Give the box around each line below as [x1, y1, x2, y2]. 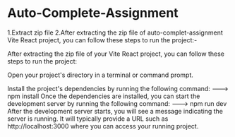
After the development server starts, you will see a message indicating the [7, 107, 224, 115]
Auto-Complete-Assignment [7, 5, 179, 21]
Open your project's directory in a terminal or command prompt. [7, 71, 194, 79]
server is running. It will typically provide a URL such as [7, 114, 169, 123]
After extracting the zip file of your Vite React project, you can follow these [7, 49, 224, 58]
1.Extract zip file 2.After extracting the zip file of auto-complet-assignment [7, 28, 224, 37]
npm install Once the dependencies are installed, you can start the [7, 92, 200, 100]
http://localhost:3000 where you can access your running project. [7, 121, 199, 130]
